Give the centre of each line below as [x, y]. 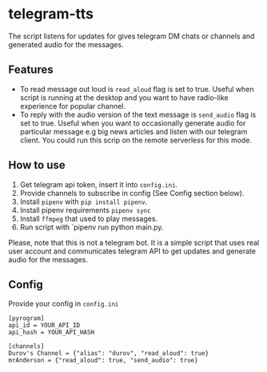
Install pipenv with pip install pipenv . [84, 202]
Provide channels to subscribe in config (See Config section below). [132, 193]
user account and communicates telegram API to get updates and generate [132, 251]
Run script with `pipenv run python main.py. [92, 227]
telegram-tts [51, 14]
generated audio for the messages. [66, 44]
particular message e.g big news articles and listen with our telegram [133, 131]
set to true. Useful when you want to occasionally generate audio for [133, 123]
